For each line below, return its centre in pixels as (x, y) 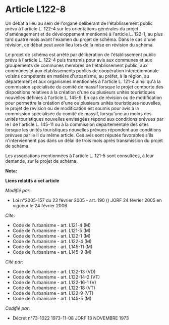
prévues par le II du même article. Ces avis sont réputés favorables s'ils (79, 135)
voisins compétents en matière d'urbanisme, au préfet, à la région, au (77, 76)
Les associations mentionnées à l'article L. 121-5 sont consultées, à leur (80, 156)
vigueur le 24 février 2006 (40, 205)
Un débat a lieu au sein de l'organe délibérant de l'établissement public (79, 23)
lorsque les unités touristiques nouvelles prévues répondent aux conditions (83, 129)
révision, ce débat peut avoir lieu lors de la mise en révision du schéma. (79, 44)
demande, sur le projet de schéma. (41, 161)
